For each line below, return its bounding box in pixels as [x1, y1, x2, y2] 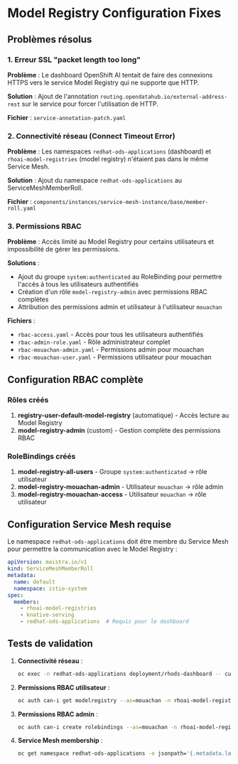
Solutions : [7, 259, 40, 267]
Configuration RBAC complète [7, 373, 144, 385]
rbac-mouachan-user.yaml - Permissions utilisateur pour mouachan [17, 353, 212, 362]
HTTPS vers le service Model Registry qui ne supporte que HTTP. [7, 78, 200, 87]
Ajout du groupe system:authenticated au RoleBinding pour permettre [17, 272, 222, 281]
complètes [17, 295, 49, 303]
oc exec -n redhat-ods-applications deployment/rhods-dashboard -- [17, 670, 222, 677]
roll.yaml [7, 205, 37, 212]
